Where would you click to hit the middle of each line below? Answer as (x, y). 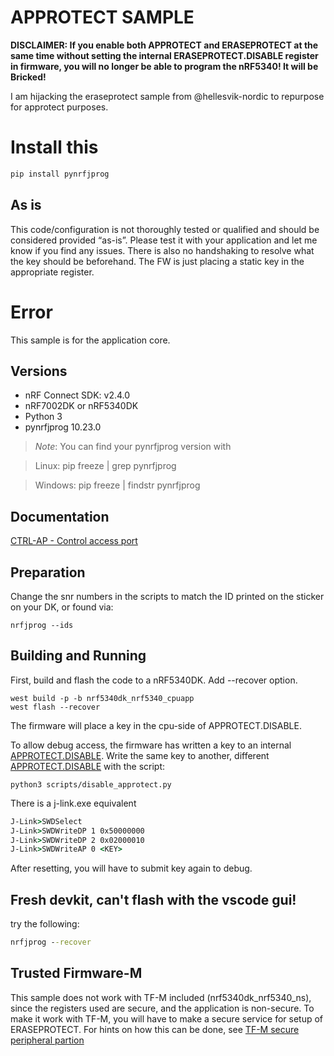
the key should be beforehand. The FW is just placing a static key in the (157, 261)
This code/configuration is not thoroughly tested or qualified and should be (165, 229)
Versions (39, 371)
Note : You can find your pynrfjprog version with (133, 447)
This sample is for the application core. (90, 340)
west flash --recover (55, 707)
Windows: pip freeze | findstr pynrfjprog (117, 485)
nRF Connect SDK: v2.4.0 (77, 395)
